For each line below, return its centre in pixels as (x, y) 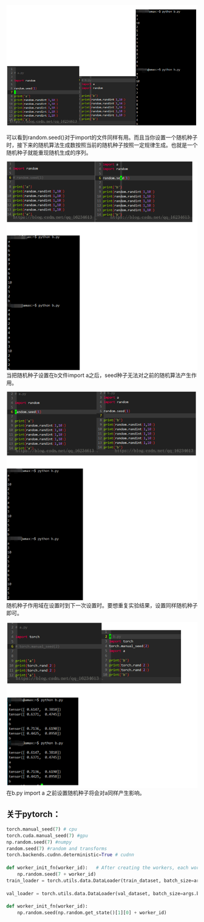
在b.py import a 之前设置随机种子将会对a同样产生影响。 (76, 793)
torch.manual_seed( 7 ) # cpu (42, 829)
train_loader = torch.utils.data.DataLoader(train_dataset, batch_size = (100, 881)
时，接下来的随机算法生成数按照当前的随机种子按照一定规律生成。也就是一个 (102, 145)
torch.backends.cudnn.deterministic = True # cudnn (70, 855)
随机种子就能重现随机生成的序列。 (49, 153)
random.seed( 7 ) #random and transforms (57, 849)
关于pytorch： (33, 814)
